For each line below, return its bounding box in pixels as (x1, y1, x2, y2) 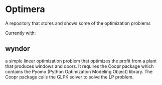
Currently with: (5, 30, 36, 36)
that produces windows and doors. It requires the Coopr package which (5, 63, 154, 69)
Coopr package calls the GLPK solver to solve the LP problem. (5, 74, 134, 80)
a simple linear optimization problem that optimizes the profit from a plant (5, 58, 157, 64)
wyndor (5, 44, 30, 53)
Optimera (5, 4, 45, 15)
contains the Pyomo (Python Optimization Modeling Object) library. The (5, 68, 153, 74)
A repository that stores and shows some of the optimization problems (5, 20, 151, 26)
